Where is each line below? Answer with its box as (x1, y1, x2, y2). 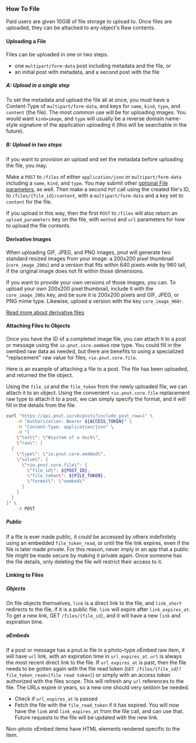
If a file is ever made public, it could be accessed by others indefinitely (6, 533, 177, 540)
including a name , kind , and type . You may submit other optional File (6, 179, 169, 186)
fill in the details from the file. (6, 401, 77, 409)
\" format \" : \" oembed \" (27, 479, 85, 484)
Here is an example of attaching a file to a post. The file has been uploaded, (6, 365, 189, 372)
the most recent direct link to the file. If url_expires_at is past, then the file (6, 659, 187, 666)
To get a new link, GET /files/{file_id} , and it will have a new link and (6, 612, 181, 619)
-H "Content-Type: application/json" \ (16, 424, 114, 430)
